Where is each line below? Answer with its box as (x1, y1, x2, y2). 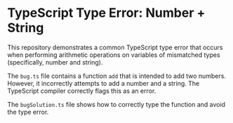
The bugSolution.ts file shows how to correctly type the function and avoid (7, 100, 226, 108)
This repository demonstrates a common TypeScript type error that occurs (7, 43, 223, 51)
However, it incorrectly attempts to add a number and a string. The (7, 79, 200, 87)
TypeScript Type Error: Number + (7, 5, 206, 21)
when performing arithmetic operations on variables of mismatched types (7, 51, 220, 59)
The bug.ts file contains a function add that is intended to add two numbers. (7, 72, 227, 80)
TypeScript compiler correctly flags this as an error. (7, 86, 157, 95)
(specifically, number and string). (7, 58, 103, 66)
